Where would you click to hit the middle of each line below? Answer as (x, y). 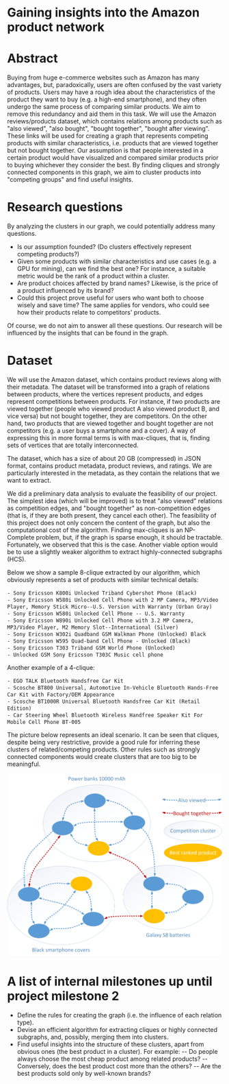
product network (56, 27)
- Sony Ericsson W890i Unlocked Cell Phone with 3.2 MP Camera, (100, 621)
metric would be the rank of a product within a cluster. (93, 276)
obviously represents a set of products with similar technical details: (103, 580)
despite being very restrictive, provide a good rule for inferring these (104, 742)
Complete (21, 537)
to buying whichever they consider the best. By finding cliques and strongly (113, 165)
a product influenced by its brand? (65, 291)
